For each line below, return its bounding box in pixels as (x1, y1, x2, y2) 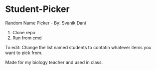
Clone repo (12, 29, 36, 35)
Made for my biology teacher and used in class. (5, 59, 103, 65)
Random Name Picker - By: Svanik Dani (5, 20, 86, 26)
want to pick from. (5, 50, 43, 56)
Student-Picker (5, 3, 70, 15)
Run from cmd (12, 35, 42, 41)
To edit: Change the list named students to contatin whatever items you (5, 44, 152, 50)
